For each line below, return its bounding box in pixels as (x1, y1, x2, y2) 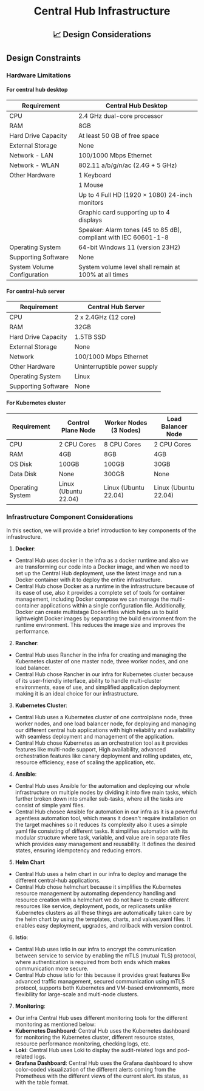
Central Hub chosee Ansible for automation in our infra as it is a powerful (15, 808, 198, 815)
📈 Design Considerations (52, 29, 152, 39)
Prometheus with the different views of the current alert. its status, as (15, 1072, 189, 1079)
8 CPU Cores (104, 440, 141, 448)
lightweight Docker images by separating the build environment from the (15, 615, 197, 622)
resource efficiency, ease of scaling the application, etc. (15, 758, 156, 766)
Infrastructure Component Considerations (6, 513, 134, 521)
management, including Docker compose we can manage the (15, 595, 169, 603)
